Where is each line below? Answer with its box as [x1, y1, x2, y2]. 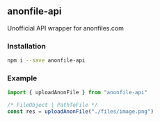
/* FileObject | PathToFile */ [7, 102, 98, 109]
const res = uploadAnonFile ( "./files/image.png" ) [7, 108, 154, 115]
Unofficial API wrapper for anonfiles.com [7, 24, 124, 32]
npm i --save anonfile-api [7, 57, 86, 64]
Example [7, 73, 38, 82]
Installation [7, 41, 47, 51]
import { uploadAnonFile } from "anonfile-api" [7, 89, 148, 96]
